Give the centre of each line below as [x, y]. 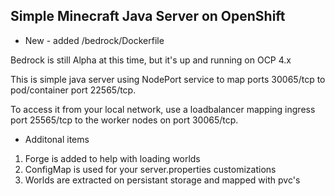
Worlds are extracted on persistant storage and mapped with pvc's [162, 180]
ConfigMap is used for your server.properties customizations [150, 169]
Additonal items [57, 139]
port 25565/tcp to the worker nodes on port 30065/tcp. [124, 120]
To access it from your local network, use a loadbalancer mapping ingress [163, 109]
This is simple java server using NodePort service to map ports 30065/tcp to [168, 79]
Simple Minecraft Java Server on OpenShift [148, 16]
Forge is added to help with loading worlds [112, 158]
